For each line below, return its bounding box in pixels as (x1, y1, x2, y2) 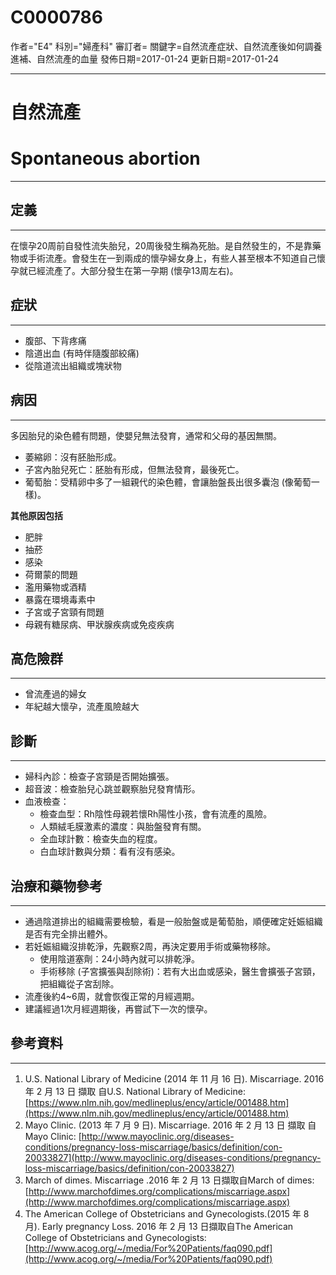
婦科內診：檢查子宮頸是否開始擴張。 (24, 771, 175, 783)
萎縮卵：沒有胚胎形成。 (24, 451, 122, 463)
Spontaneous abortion (10, 147, 201, 170)
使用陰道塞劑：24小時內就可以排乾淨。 (39, 952, 200, 965)
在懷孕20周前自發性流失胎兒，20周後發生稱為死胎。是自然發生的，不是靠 (10, 239, 313, 251)
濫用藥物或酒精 (24, 581, 87, 593)
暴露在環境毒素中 (24, 593, 96, 605)
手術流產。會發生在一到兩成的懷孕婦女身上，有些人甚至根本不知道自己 (27, 252, 317, 264)
